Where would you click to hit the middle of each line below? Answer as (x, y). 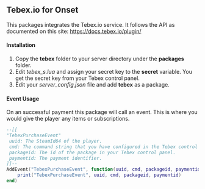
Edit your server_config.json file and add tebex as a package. (92, 85)
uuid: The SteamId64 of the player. (56, 141)
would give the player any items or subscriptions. (68, 119)
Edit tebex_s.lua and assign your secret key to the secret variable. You (103, 72)
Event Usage (23, 98)
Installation (21, 45)
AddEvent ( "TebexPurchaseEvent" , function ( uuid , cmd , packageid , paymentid (103, 169)
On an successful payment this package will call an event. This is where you (102, 112)
